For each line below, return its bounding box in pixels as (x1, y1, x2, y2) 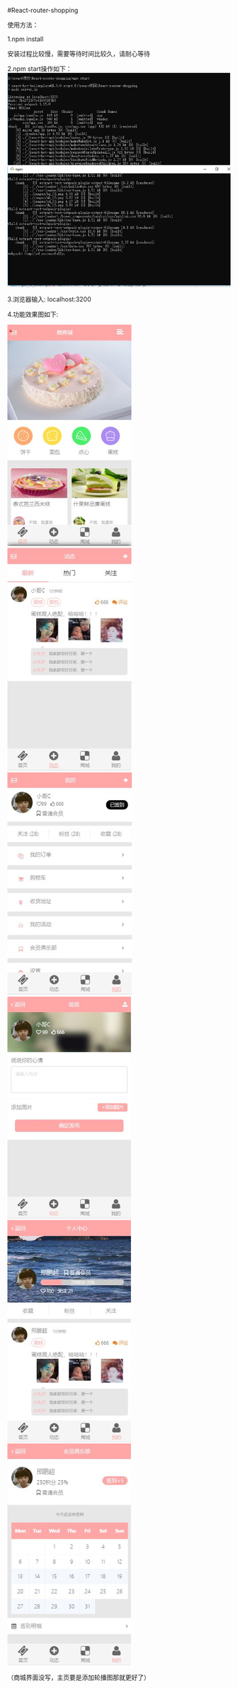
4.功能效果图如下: (7, 310, 59, 318)
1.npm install (7, 35, 44, 43)
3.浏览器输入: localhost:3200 (7, 294, 92, 304)
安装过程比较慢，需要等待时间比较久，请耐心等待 (7, 50, 150, 57)
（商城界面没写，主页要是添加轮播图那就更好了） (7, 1673, 150, 1682)
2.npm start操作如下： (7, 65, 72, 73)
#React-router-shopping (7, 6, 79, 14)
